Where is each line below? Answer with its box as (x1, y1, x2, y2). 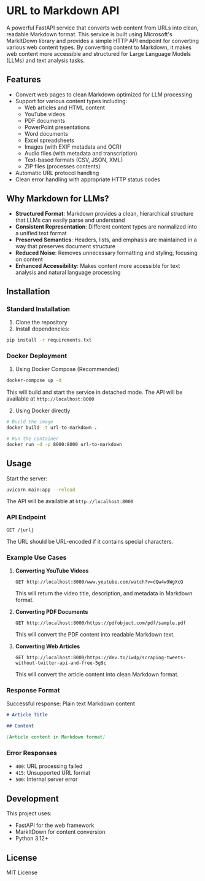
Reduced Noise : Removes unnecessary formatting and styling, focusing (15, 249, 198, 256)
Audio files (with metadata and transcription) (24, 149, 137, 157)
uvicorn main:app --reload (6, 487, 75, 493)
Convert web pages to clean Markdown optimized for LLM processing (15, 90, 192, 98)
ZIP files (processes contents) (24, 162, 101, 170)
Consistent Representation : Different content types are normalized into (15, 222, 198, 230)
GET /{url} (6, 527, 34, 533)
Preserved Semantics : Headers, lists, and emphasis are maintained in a (15, 236, 198, 243)
